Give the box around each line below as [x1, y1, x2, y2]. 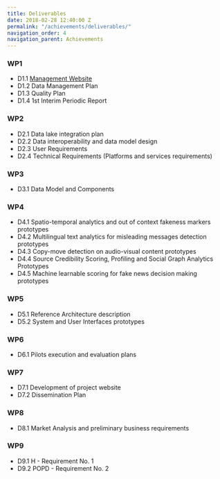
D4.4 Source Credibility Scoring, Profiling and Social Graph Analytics [17, 254, 214, 263]
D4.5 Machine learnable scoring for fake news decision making [17, 270, 197, 278]
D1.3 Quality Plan [17, 89, 66, 98]
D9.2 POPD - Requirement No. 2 [17, 464, 109, 472]
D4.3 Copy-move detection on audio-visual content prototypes [17, 247, 196, 256]
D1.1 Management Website [17, 74, 92, 83]
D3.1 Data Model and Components [17, 185, 115, 193]
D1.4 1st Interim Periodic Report [17, 96, 107, 105]
